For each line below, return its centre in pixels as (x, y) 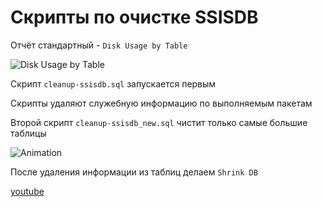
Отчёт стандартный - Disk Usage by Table (99, 45)
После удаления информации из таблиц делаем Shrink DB (134, 172)
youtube (27, 191)
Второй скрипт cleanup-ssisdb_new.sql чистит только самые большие (159, 122)
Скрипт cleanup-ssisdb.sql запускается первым (113, 83)
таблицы (28, 133)
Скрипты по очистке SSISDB (134, 17)
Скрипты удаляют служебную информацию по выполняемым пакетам (161, 103)
